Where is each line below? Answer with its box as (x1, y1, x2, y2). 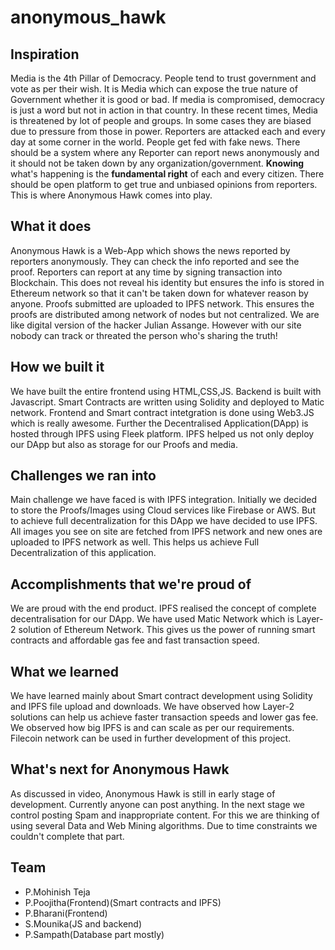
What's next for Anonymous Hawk (10, 761, 230, 778)
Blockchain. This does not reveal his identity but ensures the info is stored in (10, 276, 325, 288)
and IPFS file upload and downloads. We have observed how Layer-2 (10, 701, 295, 713)
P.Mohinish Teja (24, 886, 91, 898)
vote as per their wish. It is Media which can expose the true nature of (10, 83, 298, 95)
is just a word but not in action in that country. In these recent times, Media (10, 104, 318, 116)
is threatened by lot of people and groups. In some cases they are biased (10, 115, 312, 126)
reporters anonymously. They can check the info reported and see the (10, 255, 300, 267)
